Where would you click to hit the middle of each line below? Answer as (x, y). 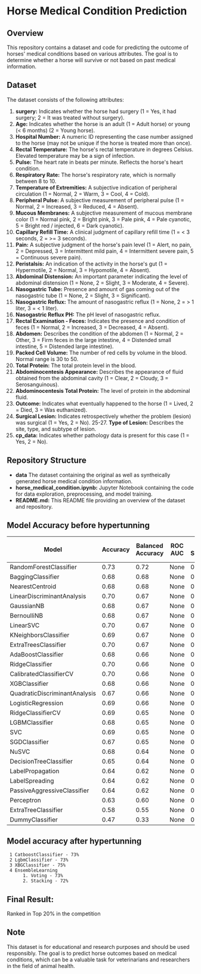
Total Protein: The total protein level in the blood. (76, 365)
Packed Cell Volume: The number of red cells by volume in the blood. (101, 352)
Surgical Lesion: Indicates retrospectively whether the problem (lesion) (103, 416)
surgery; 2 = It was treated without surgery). (70, 117)
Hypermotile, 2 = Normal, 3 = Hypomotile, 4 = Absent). (83, 270)
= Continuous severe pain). (49, 257)
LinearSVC (25, 625)
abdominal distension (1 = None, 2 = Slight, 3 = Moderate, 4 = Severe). (102, 283)
